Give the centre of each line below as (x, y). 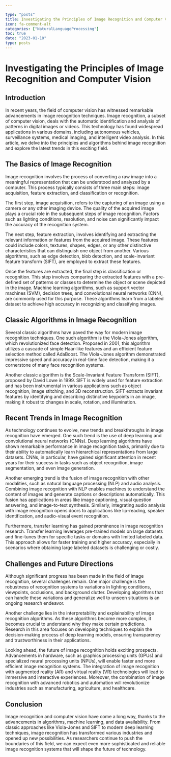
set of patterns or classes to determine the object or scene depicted (94, 282)
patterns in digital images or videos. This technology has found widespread (84, 126)
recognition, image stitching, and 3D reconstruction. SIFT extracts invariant (84, 391)
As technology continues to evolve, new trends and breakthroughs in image (84, 430)
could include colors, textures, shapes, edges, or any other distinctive (78, 245)
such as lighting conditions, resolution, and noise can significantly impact (82, 219)
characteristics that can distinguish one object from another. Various (77, 250)
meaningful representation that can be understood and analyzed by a (78, 182)
